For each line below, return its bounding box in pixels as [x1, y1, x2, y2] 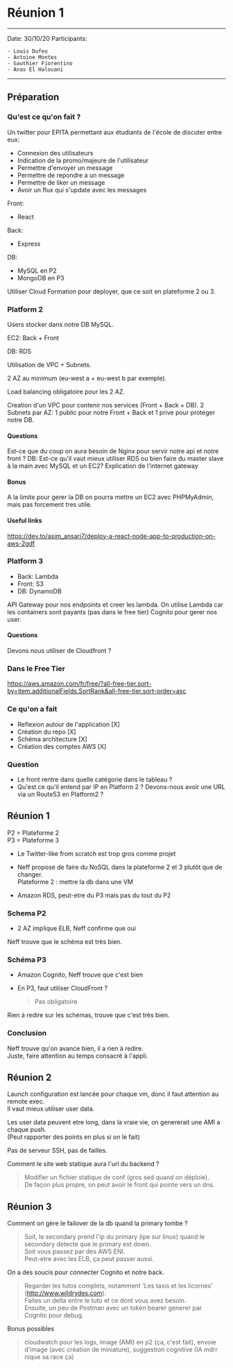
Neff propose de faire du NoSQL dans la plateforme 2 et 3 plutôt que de [17, 863, 223, 871]
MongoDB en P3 [17, 273, 64, 282]
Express [17, 239, 41, 248]
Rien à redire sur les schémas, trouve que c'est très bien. [7, 1011, 170, 1020]
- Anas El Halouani [7, 66, 64, 73]
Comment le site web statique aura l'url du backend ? [7, 1160, 159, 1168]
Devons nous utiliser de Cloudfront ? [7, 647, 112, 655]
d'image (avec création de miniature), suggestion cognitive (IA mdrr [24, 1345, 218, 1354]
